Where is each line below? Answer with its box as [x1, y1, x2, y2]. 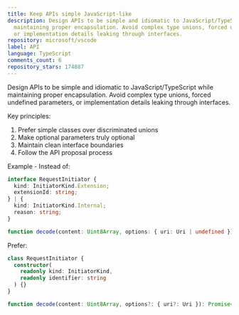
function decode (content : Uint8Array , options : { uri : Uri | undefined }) [7, 228, 234, 235]
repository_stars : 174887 [7, 63, 84, 70]
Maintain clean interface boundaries [17, 140, 124, 149]
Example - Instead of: [7, 161, 70, 171]
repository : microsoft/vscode [7, 37, 97, 44]
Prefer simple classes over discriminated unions [17, 125, 159, 134]
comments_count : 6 [7, 57, 62, 64]
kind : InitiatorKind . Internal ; [14, 202, 107, 210]
